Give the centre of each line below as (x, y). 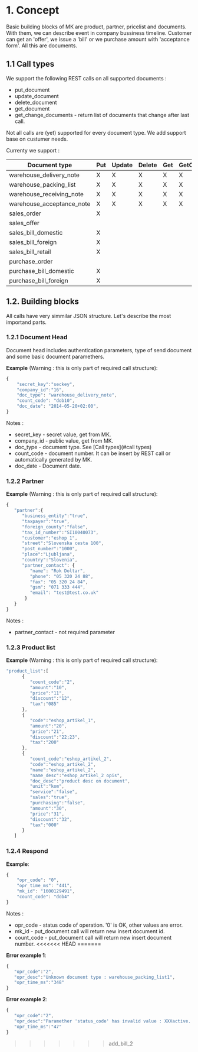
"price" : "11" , (47, 693)
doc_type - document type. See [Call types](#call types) (83, 447)
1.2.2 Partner (25, 481)
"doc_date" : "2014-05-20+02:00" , (58, 406)
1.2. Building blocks (43, 302)
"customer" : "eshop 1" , (49, 538)
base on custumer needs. (37, 139)
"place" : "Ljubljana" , (48, 554)
